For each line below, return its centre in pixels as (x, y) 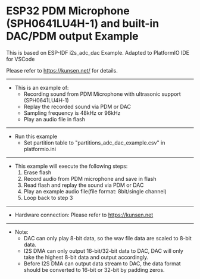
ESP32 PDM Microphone (68, 11)
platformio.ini (40, 149)
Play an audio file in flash (54, 119)
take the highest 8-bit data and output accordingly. (86, 257)
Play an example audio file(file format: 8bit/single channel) (95, 191)
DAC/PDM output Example (72, 36)
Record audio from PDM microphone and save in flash (90, 178)
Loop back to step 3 (48, 198)
